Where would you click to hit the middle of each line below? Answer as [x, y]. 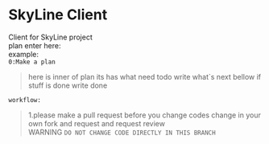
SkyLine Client [58, 15]
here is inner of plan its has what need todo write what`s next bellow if [145, 76]
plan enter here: [35, 45]
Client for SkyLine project [50, 37]
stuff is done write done [68, 85]
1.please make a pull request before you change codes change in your [145, 115]
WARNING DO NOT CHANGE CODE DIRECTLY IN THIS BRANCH [122, 132]
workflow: [25, 100]
